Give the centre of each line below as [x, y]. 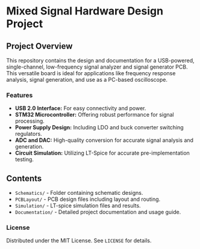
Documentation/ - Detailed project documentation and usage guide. [98, 212]
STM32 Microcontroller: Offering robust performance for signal [94, 115]
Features [20, 95]
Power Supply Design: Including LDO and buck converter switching [99, 128]
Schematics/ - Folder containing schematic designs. [79, 193]
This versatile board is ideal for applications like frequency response [91, 73]
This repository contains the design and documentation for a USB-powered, [100, 60]
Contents [24, 178]
